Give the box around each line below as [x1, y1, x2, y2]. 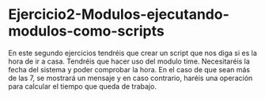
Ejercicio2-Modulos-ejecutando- [8, 5, 229, 24]
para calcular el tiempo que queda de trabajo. [8, 81, 157, 91]
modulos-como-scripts [8, 22, 165, 40]
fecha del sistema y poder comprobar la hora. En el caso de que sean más [8, 64, 251, 74]
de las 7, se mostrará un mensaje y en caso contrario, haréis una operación [8, 73, 253, 82]
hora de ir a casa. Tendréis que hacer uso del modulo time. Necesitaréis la [8, 57, 251, 66]
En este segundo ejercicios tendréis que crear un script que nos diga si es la [8, 48, 257, 57]
